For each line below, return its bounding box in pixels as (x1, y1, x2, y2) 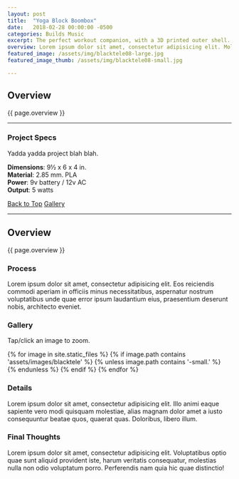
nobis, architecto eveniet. (7, 302, 82, 311)
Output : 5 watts (7, 185, 54, 194)
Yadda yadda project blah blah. (7, 149, 99, 158)
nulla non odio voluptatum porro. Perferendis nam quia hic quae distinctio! (7, 463, 225, 472)
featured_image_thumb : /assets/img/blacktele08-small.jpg (7, 57, 183, 64)
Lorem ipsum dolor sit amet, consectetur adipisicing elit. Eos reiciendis (7, 279, 215, 288)
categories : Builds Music (7, 30, 84, 38)
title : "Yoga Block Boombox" (7, 17, 97, 24)
